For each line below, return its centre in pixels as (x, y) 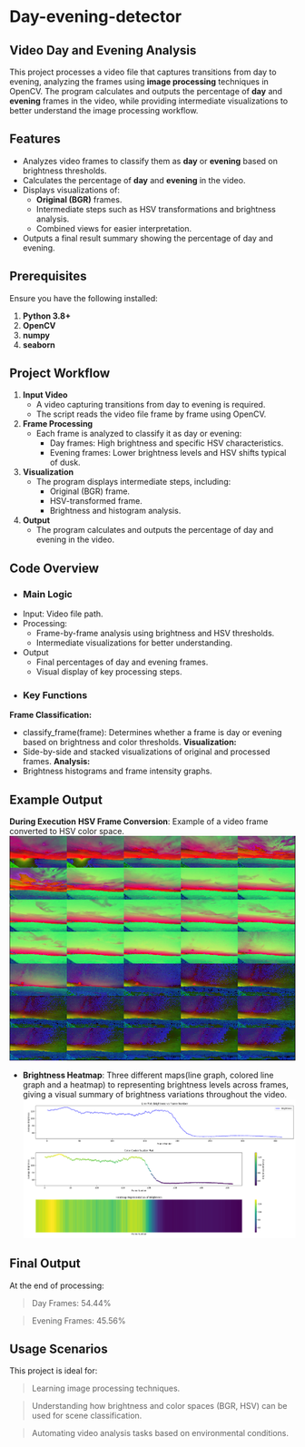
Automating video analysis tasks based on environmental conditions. (160, 1433)
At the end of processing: (57, 1285)
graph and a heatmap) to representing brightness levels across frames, (155, 1085)
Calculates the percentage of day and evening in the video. (134, 180)
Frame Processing (58, 424)
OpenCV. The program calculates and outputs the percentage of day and (146, 91)
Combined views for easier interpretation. (114, 228)
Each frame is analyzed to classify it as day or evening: (139, 434)
